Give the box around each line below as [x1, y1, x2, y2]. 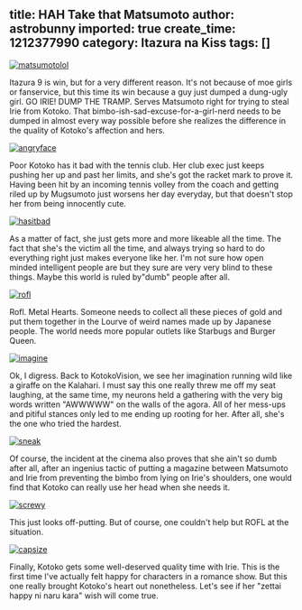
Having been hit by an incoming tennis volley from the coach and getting [9, 179, 279, 189]
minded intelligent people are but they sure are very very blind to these [9, 262, 273, 273]
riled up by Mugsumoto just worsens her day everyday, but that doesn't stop [9, 189, 293, 199]
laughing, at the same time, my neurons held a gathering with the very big [9, 389, 283, 400]
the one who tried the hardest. [9, 418, 122, 429]
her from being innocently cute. [9, 198, 126, 208]
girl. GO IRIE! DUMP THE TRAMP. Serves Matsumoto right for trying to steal [9, 96, 290, 106]
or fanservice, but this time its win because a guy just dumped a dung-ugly [9, 86, 288, 97]
